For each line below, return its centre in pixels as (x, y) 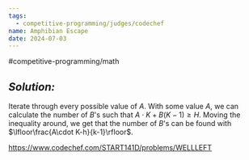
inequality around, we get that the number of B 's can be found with (120, 124)
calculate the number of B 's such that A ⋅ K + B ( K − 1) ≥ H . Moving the (124, 115)
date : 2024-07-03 (38, 38)
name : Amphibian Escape (49, 31)
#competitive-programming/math (64, 61)
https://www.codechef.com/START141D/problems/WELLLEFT (110, 148)
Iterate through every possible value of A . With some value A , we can (124, 107)
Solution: (32, 87)
